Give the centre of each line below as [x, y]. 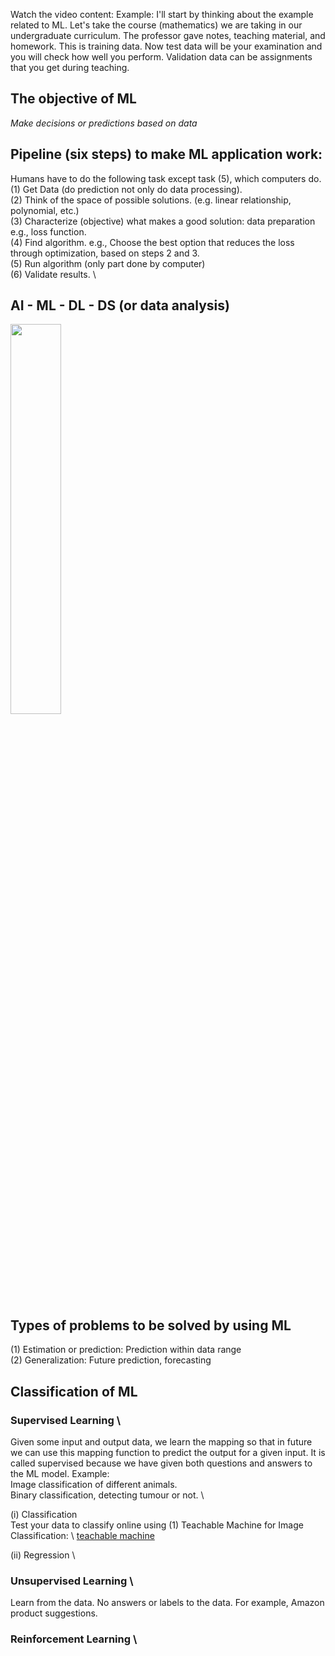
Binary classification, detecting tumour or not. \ [107, 1495]
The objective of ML [73, 99]
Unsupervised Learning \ [72, 1581]
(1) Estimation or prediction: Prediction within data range [126, 1350]
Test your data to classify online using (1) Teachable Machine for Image [157, 1525]
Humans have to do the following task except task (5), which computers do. [166, 178]
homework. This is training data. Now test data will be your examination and [166, 46]
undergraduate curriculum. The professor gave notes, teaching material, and [168, 35]
